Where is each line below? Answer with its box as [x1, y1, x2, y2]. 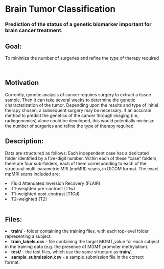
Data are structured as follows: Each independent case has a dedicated [5, 150, 149, 156]
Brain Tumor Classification [5, 3, 116, 15]
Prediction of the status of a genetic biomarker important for [5, 21, 152, 28]
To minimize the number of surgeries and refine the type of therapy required [5, 55, 159, 61]
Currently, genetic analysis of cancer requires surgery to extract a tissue [5, 91, 151, 97]
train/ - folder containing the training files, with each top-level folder [11, 228, 149, 234]
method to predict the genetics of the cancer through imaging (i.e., [5, 112, 140, 118]
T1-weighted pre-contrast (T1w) [11, 185, 75, 191]
